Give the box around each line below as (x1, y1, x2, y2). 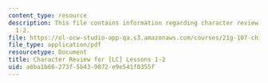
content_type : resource (8, 11, 88, 20)
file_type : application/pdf (8, 41, 102, 49)
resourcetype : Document (8, 48, 88, 56)
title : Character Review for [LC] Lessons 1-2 (8, 56, 166, 64)
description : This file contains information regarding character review (8, 19, 259, 27)
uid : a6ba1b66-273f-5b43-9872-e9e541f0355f (8, 63, 156, 71)
